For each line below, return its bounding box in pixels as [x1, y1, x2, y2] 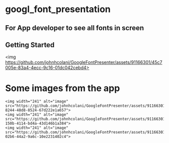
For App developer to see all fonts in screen [5, 24, 144, 32]
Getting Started [5, 40, 55, 49]
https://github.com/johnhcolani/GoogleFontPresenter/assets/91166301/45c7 [5, 59, 162, 65]
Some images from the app [5, 82, 120, 94]
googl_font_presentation [5, 4, 111, 15]
